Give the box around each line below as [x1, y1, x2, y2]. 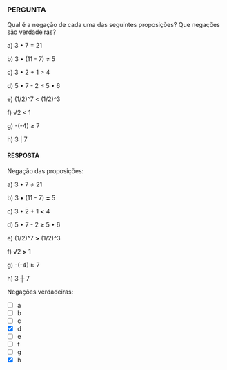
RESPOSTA [7, 151, 40, 159]
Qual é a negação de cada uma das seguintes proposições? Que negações [7, 21, 221, 29]
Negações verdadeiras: [7, 288, 74, 296]
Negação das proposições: [7, 166, 84, 175]
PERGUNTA [7, 5, 46, 15]
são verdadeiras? [7, 28, 57, 36]
